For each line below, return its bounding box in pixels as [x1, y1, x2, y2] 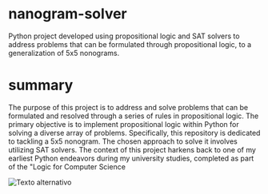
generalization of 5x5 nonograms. [8, 48, 120, 57]
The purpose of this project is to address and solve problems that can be [8, 102, 249, 112]
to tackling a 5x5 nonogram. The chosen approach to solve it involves [8, 137, 238, 146]
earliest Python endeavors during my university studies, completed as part [8, 153, 254, 163]
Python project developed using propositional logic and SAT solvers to [8, 31, 240, 41]
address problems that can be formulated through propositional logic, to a [8, 39, 252, 49]
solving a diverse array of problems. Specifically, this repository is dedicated [8, 128, 261, 137]
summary [8, 77, 74, 94]
